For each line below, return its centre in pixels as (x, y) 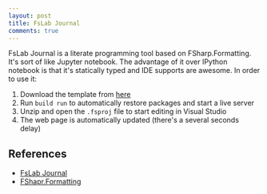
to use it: (23, 79)
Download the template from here (75, 95)
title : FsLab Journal (44, 23)
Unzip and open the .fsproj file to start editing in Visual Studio (123, 111)
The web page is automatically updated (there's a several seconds (130, 120)
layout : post (30, 16)
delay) (30, 128)
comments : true (34, 30)
